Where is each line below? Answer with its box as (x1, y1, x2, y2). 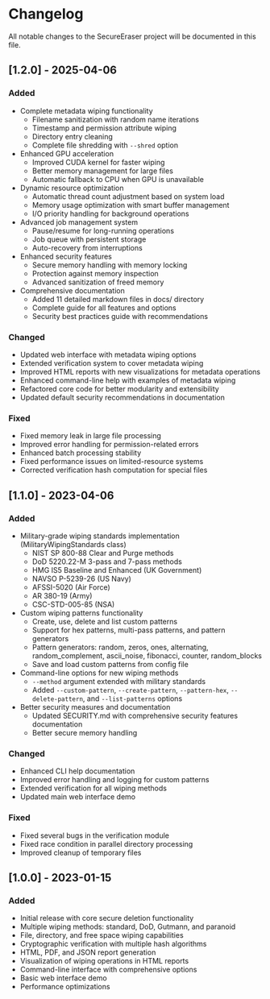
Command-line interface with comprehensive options (19, 964, 197, 975)
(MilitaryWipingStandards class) (19, 539, 127, 549)
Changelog (8, 5, 84, 23)
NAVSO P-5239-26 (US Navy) (31, 574, 131, 583)
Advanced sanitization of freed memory (31, 277, 164, 287)
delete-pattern (31, 694, 83, 703)
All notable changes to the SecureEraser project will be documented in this (8, 31, 256, 41)
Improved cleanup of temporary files (19, 848, 142, 857)
